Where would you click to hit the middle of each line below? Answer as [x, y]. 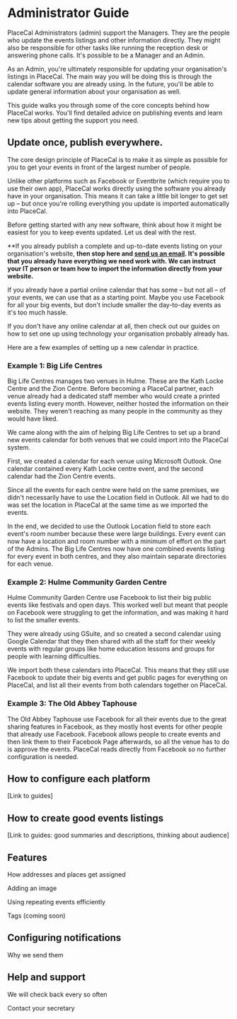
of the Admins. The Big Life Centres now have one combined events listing [116, 549]
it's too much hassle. [37, 312]
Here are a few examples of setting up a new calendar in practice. [103, 347]
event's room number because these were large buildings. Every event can [117, 534]
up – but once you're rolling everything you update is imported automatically [118, 203]
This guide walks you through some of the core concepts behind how [109, 105]
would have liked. [33, 419]
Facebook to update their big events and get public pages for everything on [117, 678]
